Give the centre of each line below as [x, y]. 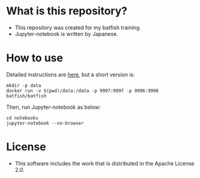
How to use [35, 58]
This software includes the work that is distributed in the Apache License [104, 163]
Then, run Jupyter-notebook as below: [54, 107]
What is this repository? [67, 11]
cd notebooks [22, 118]
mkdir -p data [24, 85]
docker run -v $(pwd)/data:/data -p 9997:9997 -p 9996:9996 [83, 91]
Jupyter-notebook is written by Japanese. [66, 33]
